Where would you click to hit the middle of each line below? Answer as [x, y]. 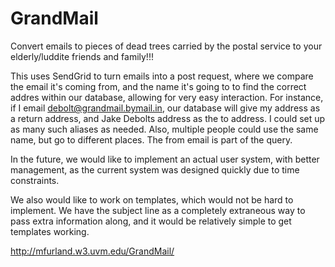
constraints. [35, 180]
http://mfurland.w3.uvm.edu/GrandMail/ [92, 251]
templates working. [50, 231]
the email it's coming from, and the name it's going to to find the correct [158, 86]
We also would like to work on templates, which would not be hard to [152, 199]
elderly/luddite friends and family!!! [82, 56]
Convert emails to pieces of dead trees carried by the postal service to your [166, 46]
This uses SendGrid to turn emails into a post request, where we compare [162, 76]
